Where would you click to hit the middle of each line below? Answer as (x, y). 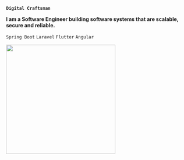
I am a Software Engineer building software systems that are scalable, (92, 19)
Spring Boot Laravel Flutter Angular (50, 37)
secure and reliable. (31, 25)
